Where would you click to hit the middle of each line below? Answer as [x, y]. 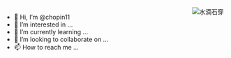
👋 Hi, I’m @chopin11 [42, 17]
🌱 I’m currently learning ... [51, 32]
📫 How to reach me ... [46, 47]
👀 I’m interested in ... [43, 24]
